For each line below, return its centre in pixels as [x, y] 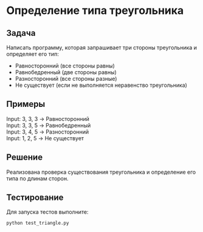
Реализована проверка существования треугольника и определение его [101, 172]
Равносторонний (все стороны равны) [65, 66]
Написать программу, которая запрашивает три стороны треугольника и [102, 47]
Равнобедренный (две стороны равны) [66, 72]
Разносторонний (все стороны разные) [66, 79]
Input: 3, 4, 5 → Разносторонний [48, 132]
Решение [25, 158]
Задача [21, 33]
